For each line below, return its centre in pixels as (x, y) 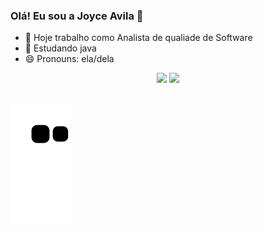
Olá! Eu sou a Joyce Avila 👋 (77, 16)
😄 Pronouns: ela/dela (69, 59)
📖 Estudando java (60, 48)
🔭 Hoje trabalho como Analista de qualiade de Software (138, 38)
